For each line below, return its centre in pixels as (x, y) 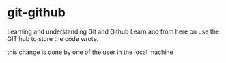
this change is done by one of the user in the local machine (90, 52)
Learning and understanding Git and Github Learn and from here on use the (113, 32)
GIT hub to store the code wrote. (53, 38)
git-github (37, 13)
